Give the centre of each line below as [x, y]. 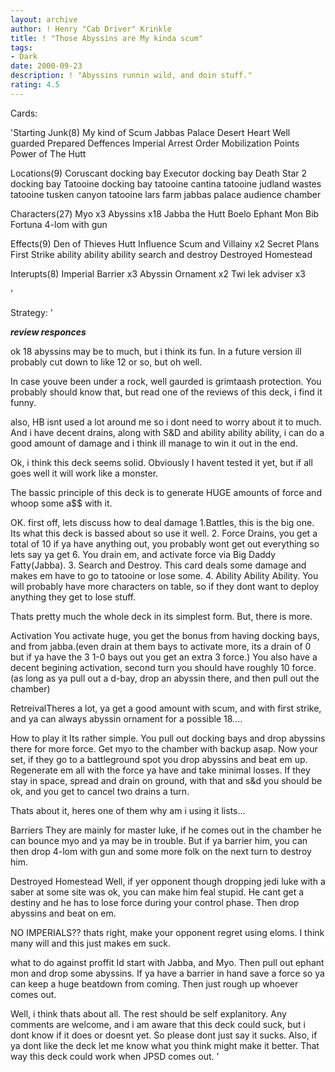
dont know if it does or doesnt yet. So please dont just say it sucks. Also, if [164, 1035]
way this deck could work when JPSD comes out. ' [115, 1056]
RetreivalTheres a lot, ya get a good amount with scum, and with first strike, [166, 708]
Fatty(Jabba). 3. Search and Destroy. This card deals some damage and [158, 565]
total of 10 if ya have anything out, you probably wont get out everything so [165, 543]
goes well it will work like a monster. [84, 473]
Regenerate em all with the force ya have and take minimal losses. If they [160, 770]
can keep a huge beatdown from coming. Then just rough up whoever [154, 983]
